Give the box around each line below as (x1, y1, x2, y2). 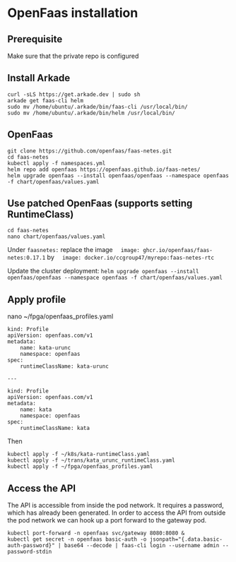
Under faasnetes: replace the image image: (7, 246, 140, 254)
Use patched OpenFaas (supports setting (7, 198, 193, 210)
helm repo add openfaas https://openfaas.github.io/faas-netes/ (7, 166, 201, 173)
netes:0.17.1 (7, 254, 46, 262)
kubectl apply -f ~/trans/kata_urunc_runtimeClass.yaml (7, 457, 175, 464)
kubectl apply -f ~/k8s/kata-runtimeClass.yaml (7, 450, 151, 458)
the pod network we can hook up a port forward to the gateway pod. (7, 516, 207, 525)
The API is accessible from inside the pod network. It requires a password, (7, 501, 224, 510)
